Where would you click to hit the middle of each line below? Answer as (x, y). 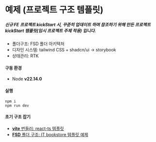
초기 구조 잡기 (18, 117)
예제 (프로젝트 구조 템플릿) (54, 10)
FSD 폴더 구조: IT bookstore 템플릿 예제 (50, 134)
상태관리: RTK (25, 56)
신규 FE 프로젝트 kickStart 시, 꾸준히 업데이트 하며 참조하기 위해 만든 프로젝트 (78, 24)
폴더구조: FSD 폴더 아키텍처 (38, 44)
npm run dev (17, 105)
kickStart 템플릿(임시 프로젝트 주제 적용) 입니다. (51, 31)
